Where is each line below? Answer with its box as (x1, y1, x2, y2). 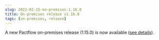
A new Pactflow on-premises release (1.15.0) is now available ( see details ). (5, 30, 155, 36)
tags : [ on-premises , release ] (5, 16, 67, 21)
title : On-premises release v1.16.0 (5, 12, 79, 17)
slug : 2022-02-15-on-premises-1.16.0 (5, 7, 82, 12)
